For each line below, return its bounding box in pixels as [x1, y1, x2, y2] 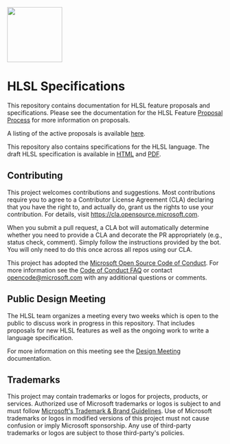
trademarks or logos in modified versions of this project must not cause [7, 414, 209, 423]
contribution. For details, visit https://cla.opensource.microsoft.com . [7, 210, 200, 218]
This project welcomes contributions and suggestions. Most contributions [7, 188, 216, 196]
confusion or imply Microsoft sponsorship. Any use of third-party [7, 421, 192, 430]
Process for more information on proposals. [7, 116, 130, 124]
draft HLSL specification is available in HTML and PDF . [7, 149, 161, 158]
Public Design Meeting [7, 293, 106, 305]
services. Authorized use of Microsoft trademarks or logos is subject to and [7, 399, 221, 408]
